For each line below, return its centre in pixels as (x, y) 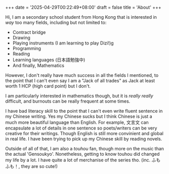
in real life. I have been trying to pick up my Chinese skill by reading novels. (84, 139)
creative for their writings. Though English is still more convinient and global (84, 133)
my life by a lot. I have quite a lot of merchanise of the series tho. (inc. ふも (83, 160)
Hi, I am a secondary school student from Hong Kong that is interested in (81, 17)
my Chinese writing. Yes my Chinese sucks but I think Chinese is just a (79, 116)
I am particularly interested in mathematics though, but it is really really (79, 96)
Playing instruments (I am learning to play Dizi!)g (63, 43)
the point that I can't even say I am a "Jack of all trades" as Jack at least (80, 81)
